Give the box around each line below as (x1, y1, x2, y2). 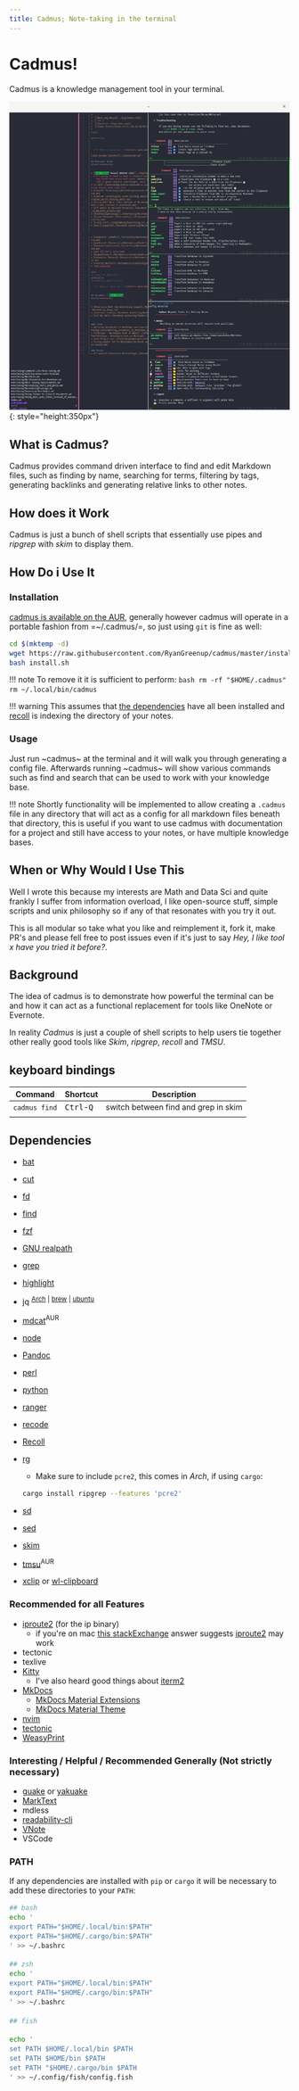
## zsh (9, 1960, 34, 1969)
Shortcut (64, 1088, 99, 1099)
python (21, 1384, 49, 1395)
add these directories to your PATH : (9, 1885, 136, 1896)
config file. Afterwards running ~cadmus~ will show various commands (9, 763, 271, 773)
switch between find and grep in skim (105, 1102, 243, 1112)
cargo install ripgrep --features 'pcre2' (21, 1489, 182, 1498)
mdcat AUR (21, 1314, 60, 1326)
